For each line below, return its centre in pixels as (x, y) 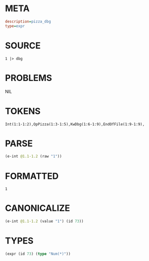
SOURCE (23, 46)
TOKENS (23, 111)
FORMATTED (32, 176)
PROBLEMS (28, 78)
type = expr (15, 26)
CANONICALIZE (38, 208)
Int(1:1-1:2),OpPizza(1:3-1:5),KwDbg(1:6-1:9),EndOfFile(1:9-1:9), (75, 124)
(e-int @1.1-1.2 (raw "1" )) (34, 157)
